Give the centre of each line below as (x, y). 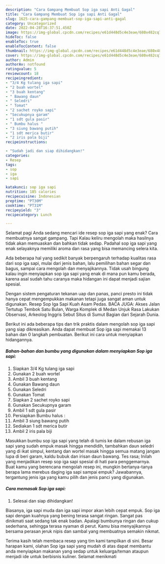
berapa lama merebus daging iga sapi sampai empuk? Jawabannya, (74, 472)
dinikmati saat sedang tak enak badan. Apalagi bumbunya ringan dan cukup (82, 521)
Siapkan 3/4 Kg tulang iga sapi (44, 368)
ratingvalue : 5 (21, 69)
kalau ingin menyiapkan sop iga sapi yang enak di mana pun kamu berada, (81, 274)
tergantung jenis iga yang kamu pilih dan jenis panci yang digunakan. (75, 478)
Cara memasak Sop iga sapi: (36, 488)
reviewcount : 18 (22, 74)
